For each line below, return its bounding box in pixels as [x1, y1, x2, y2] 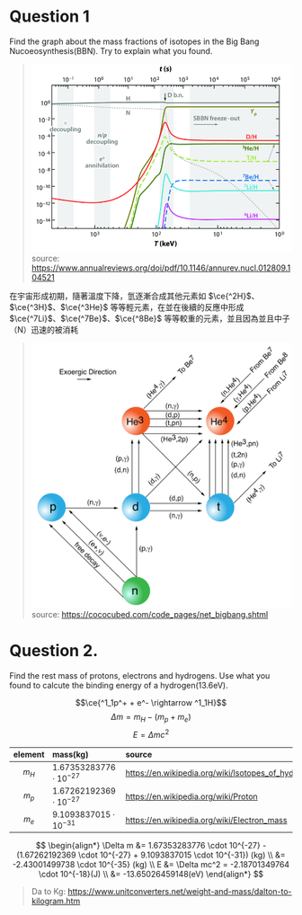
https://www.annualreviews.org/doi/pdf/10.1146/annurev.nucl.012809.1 [31, 262, 291, 273]
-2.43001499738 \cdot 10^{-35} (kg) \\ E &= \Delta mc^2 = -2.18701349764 [12, 859, 290, 870]
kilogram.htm [31, 896, 81, 907]
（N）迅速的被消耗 [9, 324, 79, 335]
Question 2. [9, 641, 99, 662]
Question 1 [9, 6, 90, 27]
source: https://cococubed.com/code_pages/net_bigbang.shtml [31, 609, 269, 620]
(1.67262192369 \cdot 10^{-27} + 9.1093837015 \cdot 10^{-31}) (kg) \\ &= [16, 849, 286, 860]
